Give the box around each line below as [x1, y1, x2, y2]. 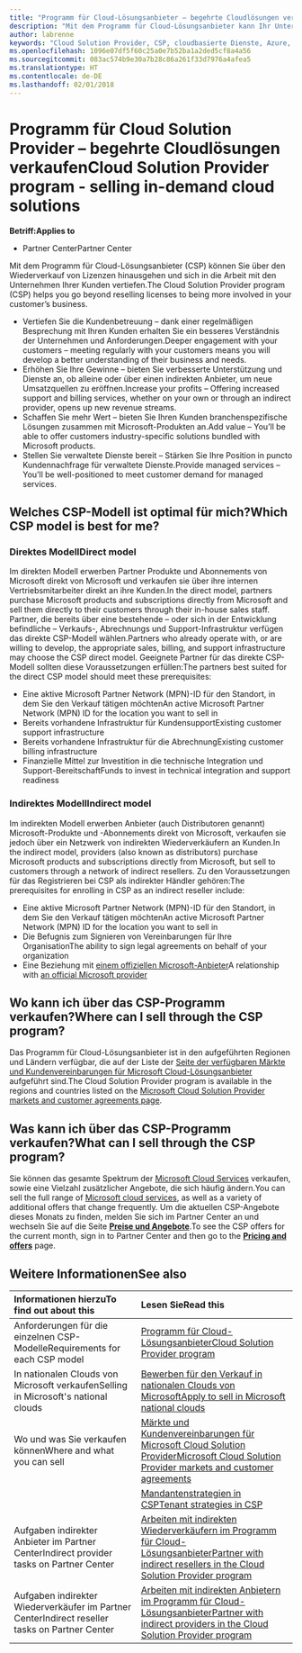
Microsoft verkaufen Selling [13, 1378, 128, 1391]
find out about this [13, 1304, 95, 1316]
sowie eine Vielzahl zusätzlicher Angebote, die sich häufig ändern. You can [9, 1183, 286, 1194]
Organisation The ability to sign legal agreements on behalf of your [22, 940, 268, 951]
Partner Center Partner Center [22, 242, 133, 253]
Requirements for [48, 1341, 121, 1354]
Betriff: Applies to [9, 225, 75, 236]
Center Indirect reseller [13, 1612, 110, 1624]
